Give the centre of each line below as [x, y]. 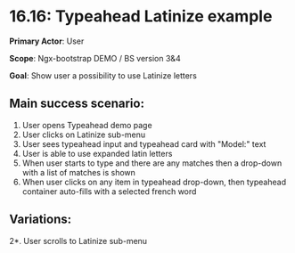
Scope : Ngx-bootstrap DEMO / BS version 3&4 [95, 58]
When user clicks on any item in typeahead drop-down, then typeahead [154, 182]
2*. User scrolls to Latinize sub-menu [78, 241]
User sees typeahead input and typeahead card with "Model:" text [144, 143]
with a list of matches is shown [79, 172]
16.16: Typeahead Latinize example [141, 16]
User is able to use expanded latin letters [97, 153]
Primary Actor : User [47, 41]
